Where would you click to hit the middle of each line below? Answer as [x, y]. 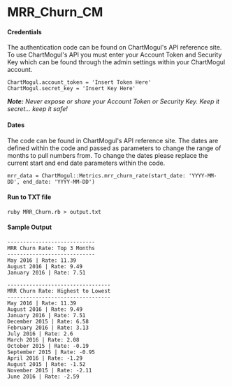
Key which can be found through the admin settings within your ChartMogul [116, 62]
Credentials [24, 31]
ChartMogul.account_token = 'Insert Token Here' [79, 82]
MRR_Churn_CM [55, 12]
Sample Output [30, 227]
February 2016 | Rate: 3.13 [48, 328]
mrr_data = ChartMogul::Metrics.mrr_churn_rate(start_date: [97, 175]
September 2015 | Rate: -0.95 [51, 352]
